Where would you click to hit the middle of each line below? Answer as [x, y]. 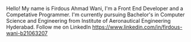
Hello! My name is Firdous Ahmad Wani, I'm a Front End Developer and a [95, 8]
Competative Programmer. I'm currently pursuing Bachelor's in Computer [95, 15]
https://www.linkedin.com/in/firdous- [137, 27]
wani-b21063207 [27, 33]
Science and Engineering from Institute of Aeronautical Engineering [88, 21]
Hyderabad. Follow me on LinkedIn [49, 27]
